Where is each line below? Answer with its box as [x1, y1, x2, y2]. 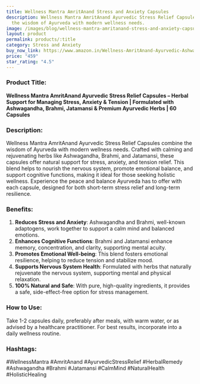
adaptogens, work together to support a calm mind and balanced [14, 225, 174, 232]
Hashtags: [6, 345, 37, 353]
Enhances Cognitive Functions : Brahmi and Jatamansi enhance [14, 238, 173, 245]
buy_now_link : [6, 48, 42, 54]
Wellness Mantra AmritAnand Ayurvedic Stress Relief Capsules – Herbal [6, 92, 189, 99]
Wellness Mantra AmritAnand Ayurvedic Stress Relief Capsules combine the [6, 140, 192, 147]
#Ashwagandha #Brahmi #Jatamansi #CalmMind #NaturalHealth [6, 364, 165, 371]
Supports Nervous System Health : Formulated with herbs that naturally [14, 263, 192, 271]
